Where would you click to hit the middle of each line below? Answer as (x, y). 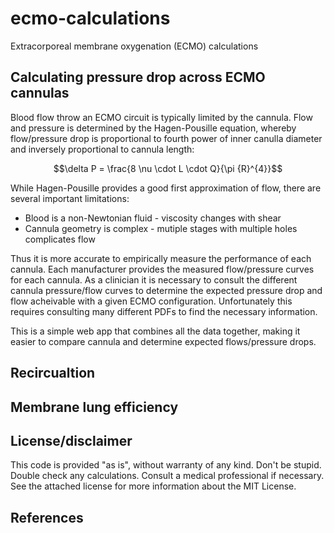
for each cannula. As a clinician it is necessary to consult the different (154, 279)
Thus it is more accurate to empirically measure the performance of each (161, 258)
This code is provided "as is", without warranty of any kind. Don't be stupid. (166, 465)
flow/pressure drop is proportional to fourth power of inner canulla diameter (166, 138)
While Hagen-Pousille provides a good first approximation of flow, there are (166, 188)
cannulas (40, 93)
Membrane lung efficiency (94, 407)
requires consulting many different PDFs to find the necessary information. (164, 311)
